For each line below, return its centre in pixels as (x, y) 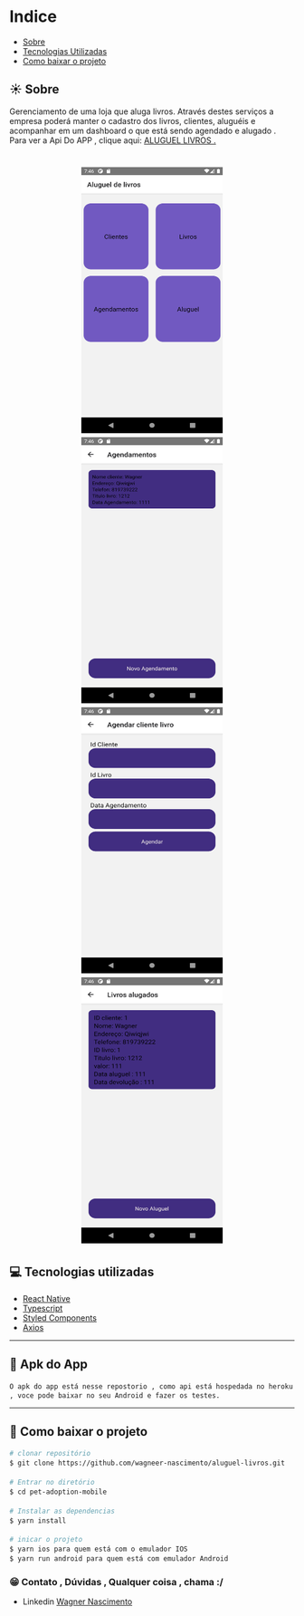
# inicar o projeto (46, 1540)
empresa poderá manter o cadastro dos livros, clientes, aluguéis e (133, 120)
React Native (46, 1298)
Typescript (43, 1308)
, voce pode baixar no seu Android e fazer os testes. (115, 1395)
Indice (33, 17)
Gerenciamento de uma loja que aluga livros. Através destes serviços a (142, 111)
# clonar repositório (50, 1454)
